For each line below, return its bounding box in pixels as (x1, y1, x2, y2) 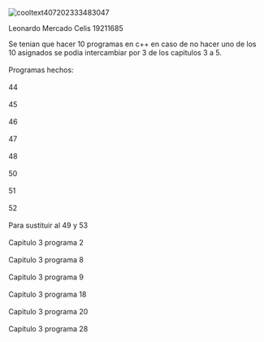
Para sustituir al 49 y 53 (8, 220, 88, 230)
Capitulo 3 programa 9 (8, 272, 84, 282)
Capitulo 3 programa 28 (8, 324, 89, 333)
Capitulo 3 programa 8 (8, 255, 84, 264)
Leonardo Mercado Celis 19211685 (8, 24, 123, 32)
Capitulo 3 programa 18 (8, 289, 87, 299)
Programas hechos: (8, 65, 75, 75)
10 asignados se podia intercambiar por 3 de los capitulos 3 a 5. (8, 48, 222, 57)
